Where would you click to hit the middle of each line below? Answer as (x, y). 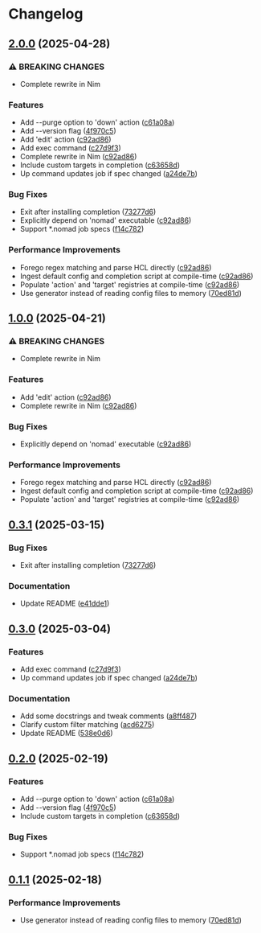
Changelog (46, 14)
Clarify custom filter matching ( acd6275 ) (87, 725)
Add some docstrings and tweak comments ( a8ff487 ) (108, 716)
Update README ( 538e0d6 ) (67, 734)
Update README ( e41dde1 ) (65, 603)
